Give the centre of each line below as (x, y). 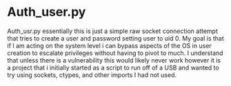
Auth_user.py (47, 12)
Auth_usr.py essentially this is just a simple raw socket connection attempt (113, 31)
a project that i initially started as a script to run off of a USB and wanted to (113, 67)
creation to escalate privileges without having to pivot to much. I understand (115, 53)
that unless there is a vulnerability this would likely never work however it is (114, 60)
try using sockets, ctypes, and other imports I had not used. (92, 75)
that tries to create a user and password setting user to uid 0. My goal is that (115, 38)
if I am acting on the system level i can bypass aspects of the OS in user (109, 45)
